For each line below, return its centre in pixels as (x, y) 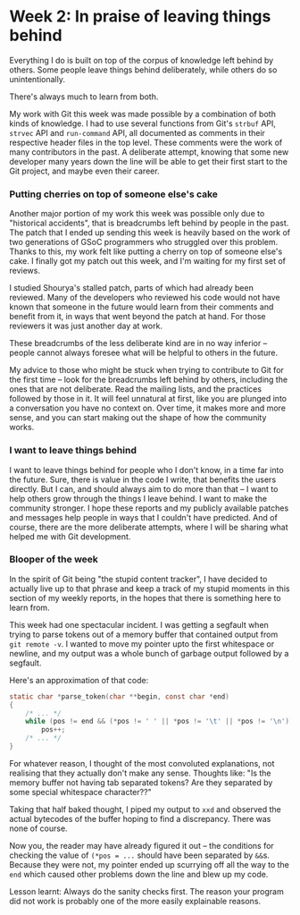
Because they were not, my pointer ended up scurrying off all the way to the (150, 864)
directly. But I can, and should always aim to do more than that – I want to (144, 488)
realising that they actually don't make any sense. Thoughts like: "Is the (140, 773)
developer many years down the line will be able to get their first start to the (149, 161)
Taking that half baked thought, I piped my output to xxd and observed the (145, 809)
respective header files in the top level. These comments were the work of (146, 142)
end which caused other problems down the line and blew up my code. (139, 874)
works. (22, 428)
